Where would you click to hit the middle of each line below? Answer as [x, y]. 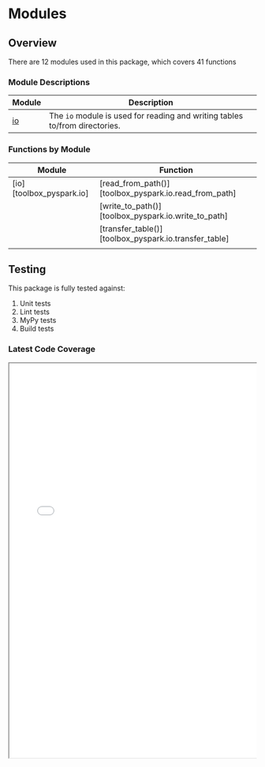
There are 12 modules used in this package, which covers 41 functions [122, 62]
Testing [27, 269]
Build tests [37, 329]
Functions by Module [49, 149]
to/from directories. [84, 125]
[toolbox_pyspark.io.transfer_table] [164, 238]
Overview [33, 43]
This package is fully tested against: [67, 288]
